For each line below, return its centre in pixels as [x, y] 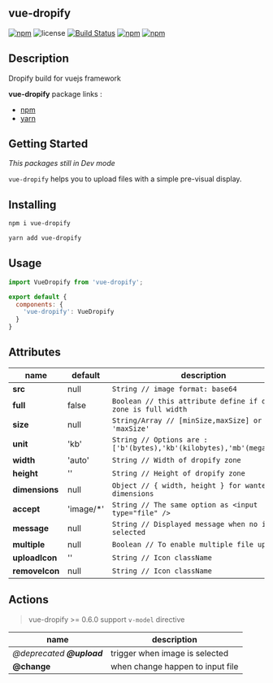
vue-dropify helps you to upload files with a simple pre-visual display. [125, 179]
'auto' [78, 460]
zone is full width [150, 409]
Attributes [35, 352]
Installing [32, 204]
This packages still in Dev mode [62, 163]
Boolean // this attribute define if [185, 401]
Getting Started [48, 144]
